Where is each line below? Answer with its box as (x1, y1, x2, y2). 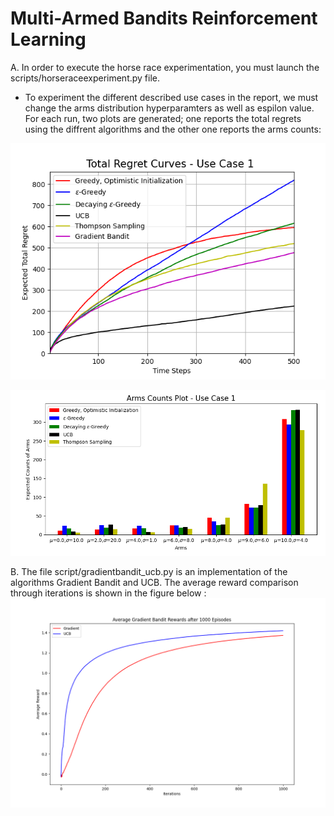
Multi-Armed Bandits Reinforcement (10, 7, 318, 30)
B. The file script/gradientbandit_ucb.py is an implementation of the (10, 565, 288, 577)
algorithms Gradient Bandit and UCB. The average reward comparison (10, 576, 299, 588)
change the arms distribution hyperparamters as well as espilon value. (24, 102, 315, 114)
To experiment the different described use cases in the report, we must (24, 91, 319, 103)
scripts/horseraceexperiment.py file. (10, 72, 161, 84)
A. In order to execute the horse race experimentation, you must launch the (10, 61, 320, 73)
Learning (10, 28, 87, 51)
